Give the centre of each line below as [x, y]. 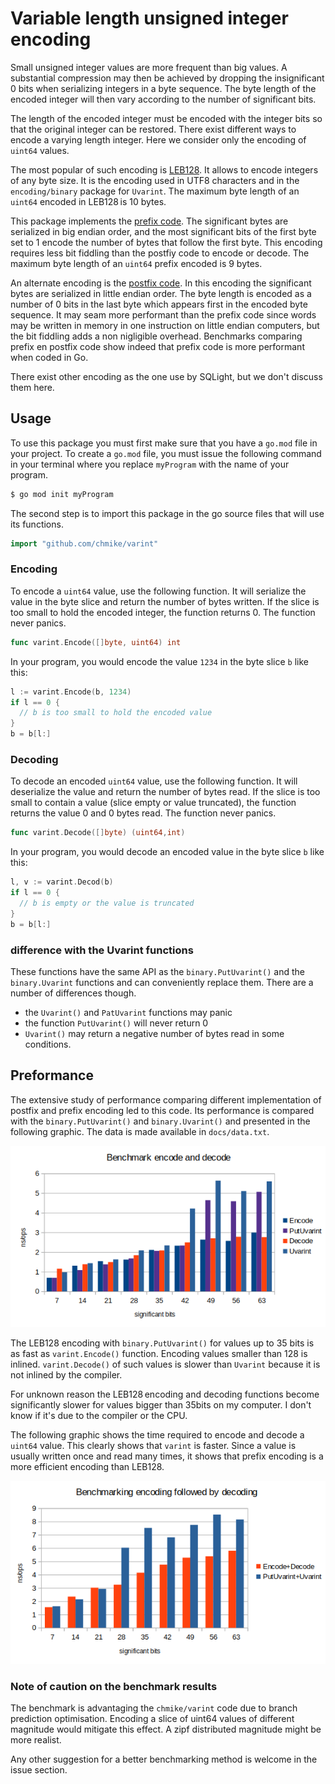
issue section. [39, 1770]
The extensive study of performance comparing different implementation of [166, 1099]
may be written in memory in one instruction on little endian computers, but [165, 325]
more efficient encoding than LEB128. [87, 1467]
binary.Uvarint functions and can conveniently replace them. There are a [162, 982]
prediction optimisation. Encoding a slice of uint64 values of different [152, 1719]
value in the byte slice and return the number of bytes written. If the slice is [165, 601]
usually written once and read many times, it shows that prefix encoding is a [167, 1456]
